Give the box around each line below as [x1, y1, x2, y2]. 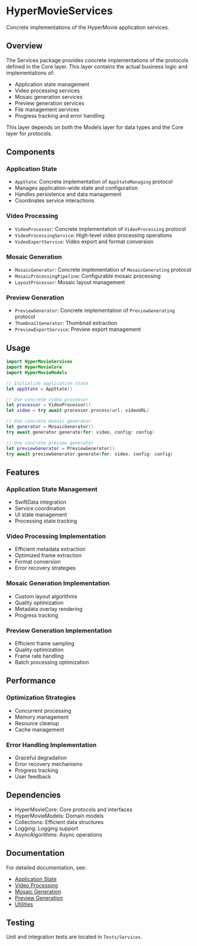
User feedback [14, 773, 51, 780]
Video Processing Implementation [6, 532, 106, 540]
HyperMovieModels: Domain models [14, 812, 104, 819]
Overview [6, 41, 43, 51]
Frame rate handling [14, 652, 64, 659]
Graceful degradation [14, 754, 67, 761]
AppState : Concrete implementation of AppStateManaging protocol [14, 178, 173, 185]
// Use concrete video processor [6, 397, 89, 403]
